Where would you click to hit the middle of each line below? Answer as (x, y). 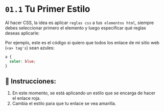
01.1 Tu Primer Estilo (48, 9)
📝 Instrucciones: (31, 81)
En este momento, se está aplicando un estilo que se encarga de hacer (84, 93)
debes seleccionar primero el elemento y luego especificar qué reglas (76, 28)
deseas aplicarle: (22, 33)
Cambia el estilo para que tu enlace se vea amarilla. (64, 104)
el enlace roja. (26, 98)
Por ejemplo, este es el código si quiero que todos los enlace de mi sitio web (82, 42)
